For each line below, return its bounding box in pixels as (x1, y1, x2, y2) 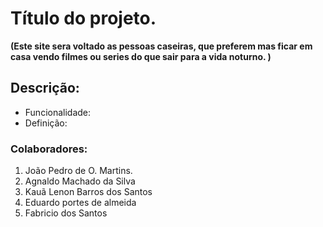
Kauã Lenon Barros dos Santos (24, 186, 153, 198)
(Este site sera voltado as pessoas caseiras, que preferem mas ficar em (10, 40, 313, 52)
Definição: (24, 117, 68, 129)
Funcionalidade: (24, 106, 92, 118)
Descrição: (10, 80, 80, 97)
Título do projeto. (10, 7, 157, 30)
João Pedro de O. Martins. (24, 165, 133, 177)
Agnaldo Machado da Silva (24, 175, 136, 187)
